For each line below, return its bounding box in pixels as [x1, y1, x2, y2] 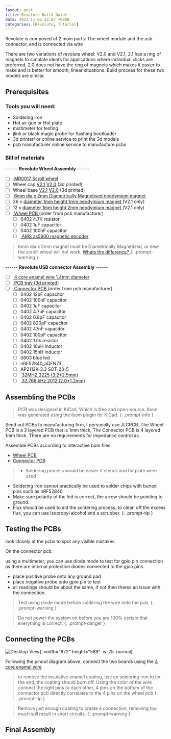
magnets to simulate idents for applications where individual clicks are [5, 57, 153, 63]
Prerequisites [5, 87, 49, 96]
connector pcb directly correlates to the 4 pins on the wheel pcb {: [17, 690, 158, 696]
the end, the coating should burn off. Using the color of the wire [17, 679, 152, 685]
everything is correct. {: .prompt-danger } [17, 620, 106, 626]
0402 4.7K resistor [20, 216, 60, 222]
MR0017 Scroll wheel [14, 175, 59, 182]
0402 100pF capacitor [20, 332, 67, 338]
